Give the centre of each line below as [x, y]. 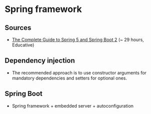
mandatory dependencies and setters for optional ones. [69, 78]
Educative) [23, 45]
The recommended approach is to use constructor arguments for [79, 72]
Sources [18, 28]
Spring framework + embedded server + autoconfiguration [73, 105]
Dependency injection [40, 61]
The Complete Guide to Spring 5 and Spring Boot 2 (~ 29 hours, [78, 39]
